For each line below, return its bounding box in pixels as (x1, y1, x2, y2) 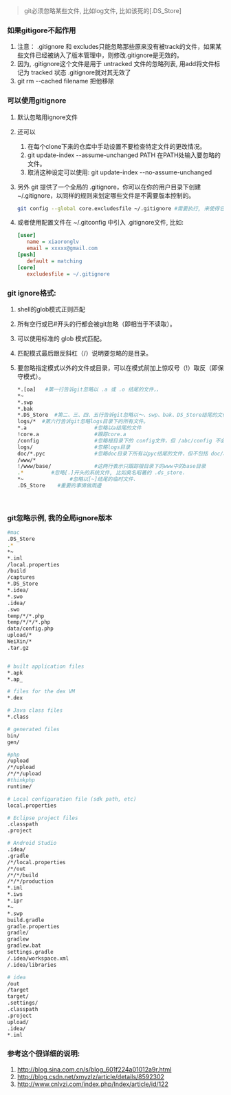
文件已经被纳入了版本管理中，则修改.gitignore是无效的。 (23, 51, 184, 59)
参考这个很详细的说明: (7, 1049, 80, 1058)
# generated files (7, 726, 60, 733)
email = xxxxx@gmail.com (26, 245, 98, 252)
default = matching (26, 258, 82, 265)
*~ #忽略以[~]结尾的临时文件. (16, 475, 137, 483)
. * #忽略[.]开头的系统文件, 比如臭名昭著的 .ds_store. (16, 469, 186, 476)
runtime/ (7, 783, 32, 790)
